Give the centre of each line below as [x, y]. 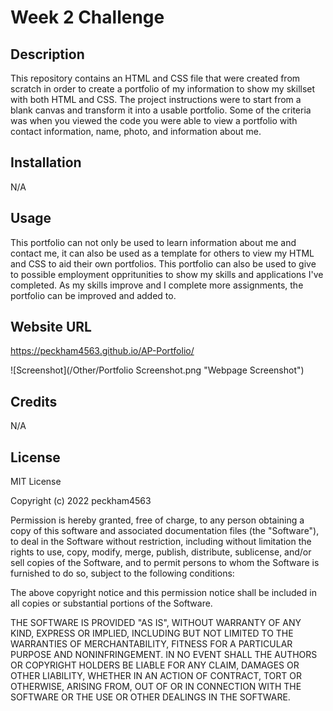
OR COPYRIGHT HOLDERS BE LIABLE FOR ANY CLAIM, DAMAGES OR [155, 665]
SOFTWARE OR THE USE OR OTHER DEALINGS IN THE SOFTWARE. [150, 697]
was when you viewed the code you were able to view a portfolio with [154, 120]
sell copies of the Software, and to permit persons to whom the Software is [165, 563]
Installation [46, 162]
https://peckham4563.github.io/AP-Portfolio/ [102, 351]
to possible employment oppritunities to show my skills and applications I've [167, 274]
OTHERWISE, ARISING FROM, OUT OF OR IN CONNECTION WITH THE [156, 687]
